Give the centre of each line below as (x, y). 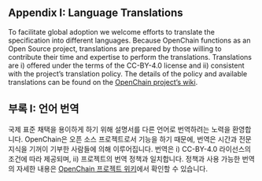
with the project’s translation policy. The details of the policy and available (128, 73)
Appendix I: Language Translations (96, 13)
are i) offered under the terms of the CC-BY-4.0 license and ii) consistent (127, 65)
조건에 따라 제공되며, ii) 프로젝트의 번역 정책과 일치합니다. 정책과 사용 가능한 (124, 159)
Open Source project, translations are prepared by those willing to (115, 48)
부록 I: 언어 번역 (44, 109)
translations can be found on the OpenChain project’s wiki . (103, 82)
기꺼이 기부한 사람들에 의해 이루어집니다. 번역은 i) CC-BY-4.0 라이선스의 (140, 149)
